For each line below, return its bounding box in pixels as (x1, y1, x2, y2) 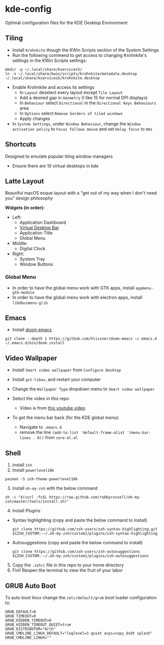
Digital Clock (19, 246, 46, 252)
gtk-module (12, 290, 35, 295)
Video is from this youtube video (19, 405, 86, 411)
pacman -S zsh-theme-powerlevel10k (5, 477, 78, 482)
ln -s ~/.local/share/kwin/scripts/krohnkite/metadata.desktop (5, 71, 137, 76)
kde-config (5, 3, 52, 15)
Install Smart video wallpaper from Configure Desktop (12, 367, 121, 373)
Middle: (12, 240, 28, 246)
